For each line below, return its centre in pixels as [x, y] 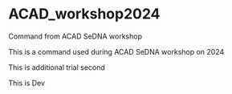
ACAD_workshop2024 [84, 14]
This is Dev [27, 83]
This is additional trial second [57, 67]
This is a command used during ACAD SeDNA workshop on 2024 [116, 51]
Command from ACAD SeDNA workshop [75, 36]
